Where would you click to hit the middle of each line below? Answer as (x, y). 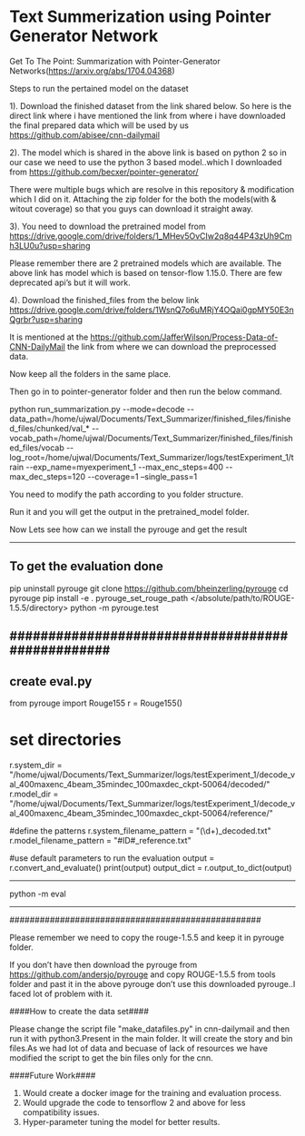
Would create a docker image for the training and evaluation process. (152, 1092)
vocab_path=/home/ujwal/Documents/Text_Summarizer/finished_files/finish (151, 438)
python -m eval (38, 894)
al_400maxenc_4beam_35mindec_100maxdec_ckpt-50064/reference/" (142, 813)
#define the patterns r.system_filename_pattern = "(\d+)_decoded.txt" (140, 830)
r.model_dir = (34, 794)
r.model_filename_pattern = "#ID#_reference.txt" (101, 840)
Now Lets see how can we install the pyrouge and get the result (128, 529)
